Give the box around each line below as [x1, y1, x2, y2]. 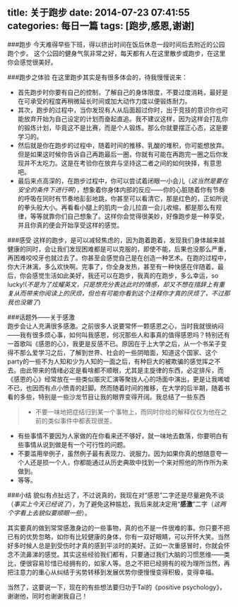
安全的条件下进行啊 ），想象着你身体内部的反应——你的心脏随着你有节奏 [17, 185, 225, 193]
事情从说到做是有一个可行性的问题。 [23, 440, 129, 448]
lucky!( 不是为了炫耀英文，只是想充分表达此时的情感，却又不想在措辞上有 [7, 280, 219, 288]
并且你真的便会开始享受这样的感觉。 [17, 220, 124, 229]
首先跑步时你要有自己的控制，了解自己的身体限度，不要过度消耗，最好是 [17, 88, 228, 96]
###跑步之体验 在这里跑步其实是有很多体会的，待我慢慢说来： [7, 73, 189, 81]
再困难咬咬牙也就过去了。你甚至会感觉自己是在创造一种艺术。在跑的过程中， [7, 254, 230, 262]
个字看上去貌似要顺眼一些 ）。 [7, 509, 91, 517]
